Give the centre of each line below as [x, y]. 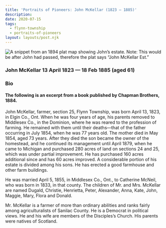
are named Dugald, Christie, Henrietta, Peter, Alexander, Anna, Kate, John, [82, 190]
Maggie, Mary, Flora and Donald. [39, 196]
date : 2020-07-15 [23, 19]
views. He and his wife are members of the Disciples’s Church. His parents [82, 216]
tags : [11, 24]
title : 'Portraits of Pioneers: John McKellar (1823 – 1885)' [71, 10]
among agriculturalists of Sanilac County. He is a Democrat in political [77, 211]
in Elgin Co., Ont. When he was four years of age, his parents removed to [80, 117]
